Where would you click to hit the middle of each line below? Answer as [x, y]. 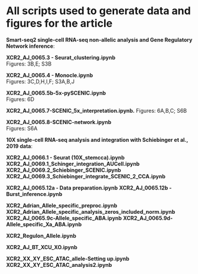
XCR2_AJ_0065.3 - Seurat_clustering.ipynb [61, 57]
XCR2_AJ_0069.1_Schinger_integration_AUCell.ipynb [73, 164]
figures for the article [59, 23]
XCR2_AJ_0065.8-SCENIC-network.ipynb [59, 122]
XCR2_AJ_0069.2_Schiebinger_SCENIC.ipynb [64, 170]
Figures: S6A [22, 128]
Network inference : [30, 46]
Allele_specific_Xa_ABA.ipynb [44, 224]
